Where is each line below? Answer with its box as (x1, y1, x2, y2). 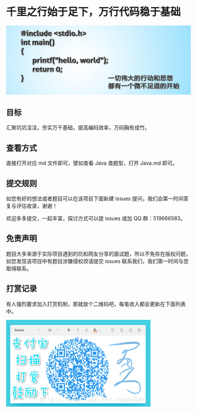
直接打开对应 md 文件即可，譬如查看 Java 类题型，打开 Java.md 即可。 (6, 159, 178, 167)
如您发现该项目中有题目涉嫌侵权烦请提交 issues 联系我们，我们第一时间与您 (6, 257, 189, 264)
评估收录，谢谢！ (16, 202, 57, 209)
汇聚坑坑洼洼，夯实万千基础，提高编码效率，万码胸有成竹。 (6, 124, 150, 131)
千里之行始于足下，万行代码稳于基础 (6, 5, 181, 19)
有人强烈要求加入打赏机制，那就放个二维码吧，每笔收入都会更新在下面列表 (6, 300, 186, 308)
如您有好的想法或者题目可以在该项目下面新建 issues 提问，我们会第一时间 (6, 194, 184, 202)
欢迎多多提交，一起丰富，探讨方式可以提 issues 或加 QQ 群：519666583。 (6, 214, 186, 221)
